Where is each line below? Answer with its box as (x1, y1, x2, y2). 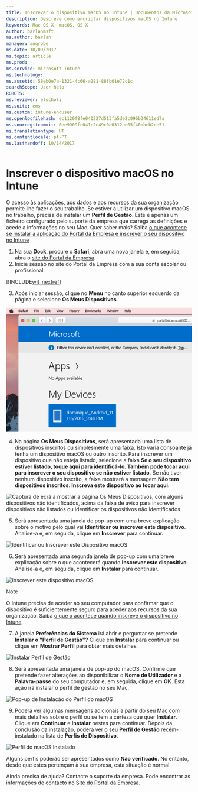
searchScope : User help (6, 85, 65, 90)
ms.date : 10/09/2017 (6, 47, 57, 53)
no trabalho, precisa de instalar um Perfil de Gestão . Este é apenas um (6, 211, 179, 218)
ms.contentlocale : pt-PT (6, 134, 67, 140)
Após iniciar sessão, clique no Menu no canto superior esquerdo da (14, 290, 180, 297)
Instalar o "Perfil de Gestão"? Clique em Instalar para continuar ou (14, 636, 179, 643)
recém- (160, 726, 179, 733)
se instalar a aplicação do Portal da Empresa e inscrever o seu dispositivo (6, 230, 185, 237)
